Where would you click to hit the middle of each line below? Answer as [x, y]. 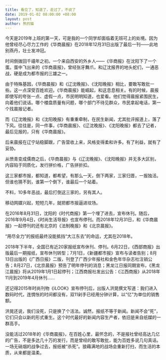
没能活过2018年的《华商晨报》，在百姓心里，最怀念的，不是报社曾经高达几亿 [83, 334]
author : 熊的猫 [20, 24]
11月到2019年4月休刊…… [30, 278]
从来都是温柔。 [29, 353]
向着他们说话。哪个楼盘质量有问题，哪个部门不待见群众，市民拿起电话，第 [81, 103]
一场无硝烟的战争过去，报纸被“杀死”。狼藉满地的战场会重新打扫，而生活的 [81, 347]
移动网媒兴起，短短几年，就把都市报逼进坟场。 [53, 203]
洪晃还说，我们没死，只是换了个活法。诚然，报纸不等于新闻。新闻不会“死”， [83, 311]
